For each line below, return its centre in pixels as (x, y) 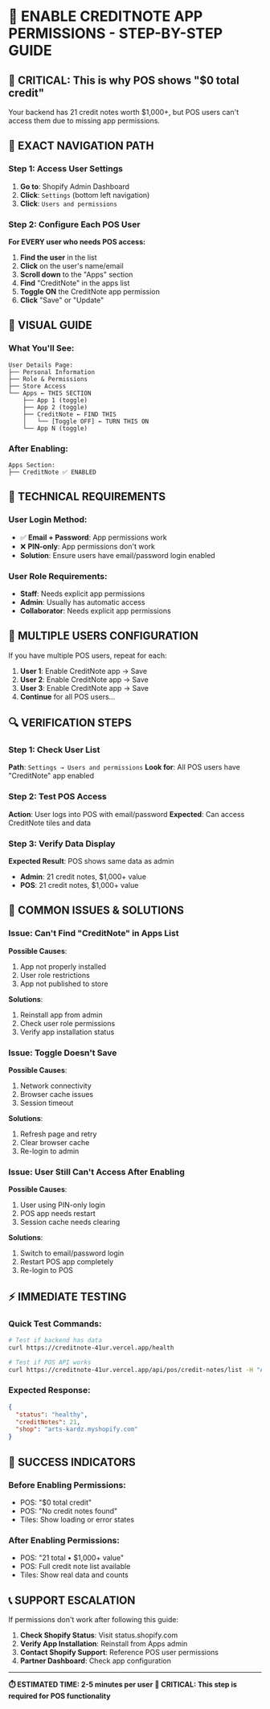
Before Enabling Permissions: (67, 1485)
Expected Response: (49, 1391)
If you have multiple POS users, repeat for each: (88, 655)
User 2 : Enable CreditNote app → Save (84, 680)
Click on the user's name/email (72, 265)
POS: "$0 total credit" (56, 1502)
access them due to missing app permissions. (84, 121)
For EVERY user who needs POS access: (77, 241)
